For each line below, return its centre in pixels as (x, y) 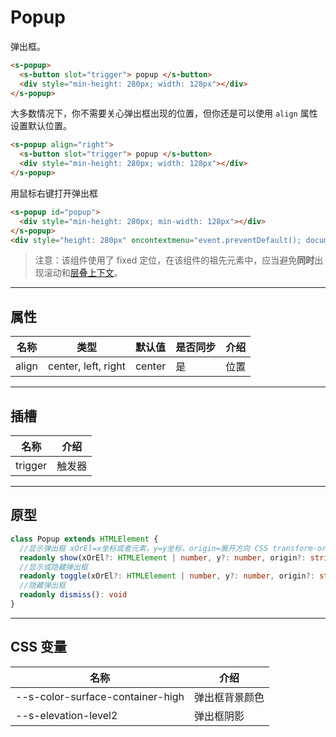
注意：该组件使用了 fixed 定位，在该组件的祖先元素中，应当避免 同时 (174, 260)
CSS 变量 (39, 647)
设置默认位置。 (41, 126)
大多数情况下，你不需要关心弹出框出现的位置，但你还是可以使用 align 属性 (164, 113)
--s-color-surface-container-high (100, 696)
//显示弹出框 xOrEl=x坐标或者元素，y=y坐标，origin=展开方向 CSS (144, 548)
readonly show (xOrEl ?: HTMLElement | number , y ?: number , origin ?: (163, 557)
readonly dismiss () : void (73, 595)
